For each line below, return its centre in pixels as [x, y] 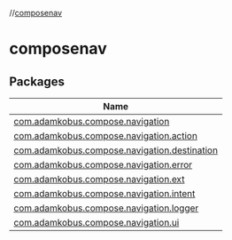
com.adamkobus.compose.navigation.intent [104, 193]
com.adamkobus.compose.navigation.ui [97, 223]
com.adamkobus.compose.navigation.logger [106, 208]
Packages [37, 81]
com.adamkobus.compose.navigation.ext [99, 179]
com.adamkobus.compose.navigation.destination [116, 150]
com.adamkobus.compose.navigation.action [105, 136]
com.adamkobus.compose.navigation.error [103, 165]
